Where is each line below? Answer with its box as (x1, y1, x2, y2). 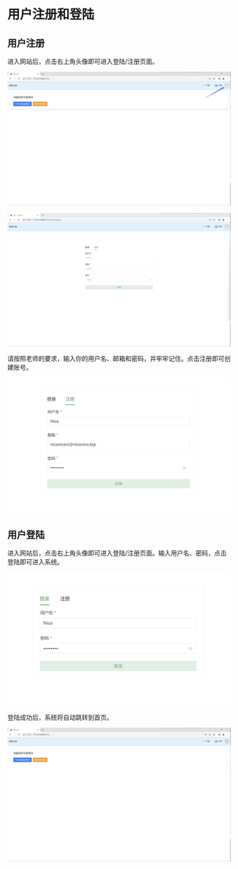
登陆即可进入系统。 (7, 557, 64, 566)
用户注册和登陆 (7, 6, 95, 23)
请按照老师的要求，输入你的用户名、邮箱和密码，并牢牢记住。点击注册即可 (7, 355, 225, 363)
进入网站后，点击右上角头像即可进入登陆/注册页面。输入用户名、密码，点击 (7, 549, 227, 557)
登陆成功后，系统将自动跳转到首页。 (7, 713, 113, 722)
